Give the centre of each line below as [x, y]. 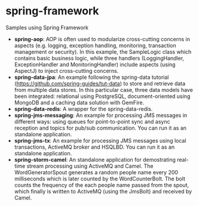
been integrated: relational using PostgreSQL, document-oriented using [102, 96]
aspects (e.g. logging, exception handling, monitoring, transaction [95, 45]
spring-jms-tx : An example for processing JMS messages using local [100, 140]
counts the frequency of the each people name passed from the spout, [102, 185]
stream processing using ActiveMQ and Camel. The [90, 166]
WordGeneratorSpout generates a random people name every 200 [96, 172]
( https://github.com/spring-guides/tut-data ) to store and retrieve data [100, 83]
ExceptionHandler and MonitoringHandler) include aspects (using [95, 64]
